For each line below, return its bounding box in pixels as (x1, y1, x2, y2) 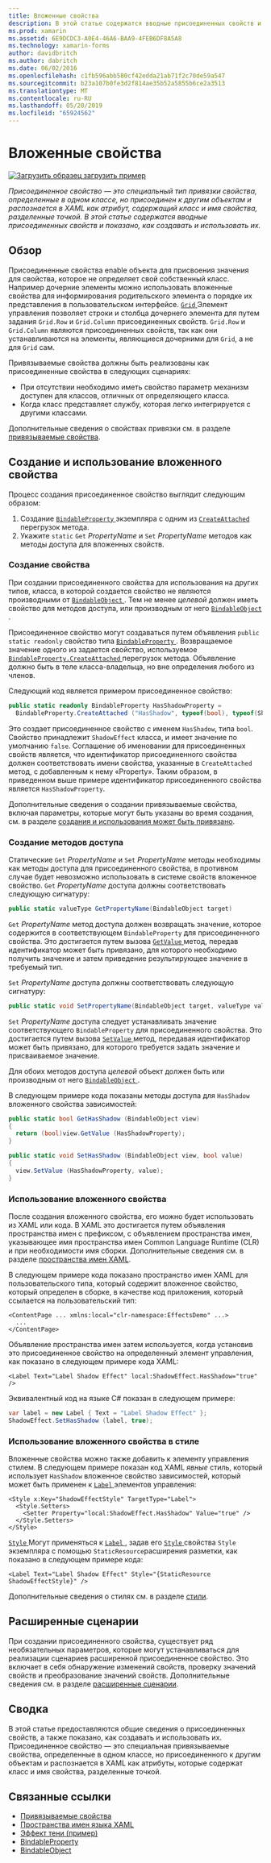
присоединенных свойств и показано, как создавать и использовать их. (8, 220, 261, 230)
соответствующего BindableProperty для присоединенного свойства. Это (8, 1025, 262, 1034)
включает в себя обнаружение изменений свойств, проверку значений (8, 1661, 256, 1671)
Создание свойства (8, 559, 90, 571)
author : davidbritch (8, 49, 78, 57)
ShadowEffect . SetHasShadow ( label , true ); (8, 1416, 153, 1424)
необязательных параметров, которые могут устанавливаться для (8, 1645, 240, 1654)
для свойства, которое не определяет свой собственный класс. (8, 273, 230, 283)
